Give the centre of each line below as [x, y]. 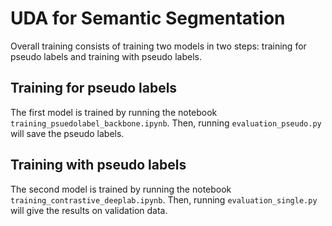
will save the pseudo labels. [67, 133]
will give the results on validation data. [89, 210]
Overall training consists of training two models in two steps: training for [158, 46]
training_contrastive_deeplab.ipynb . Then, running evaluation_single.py [164, 199]
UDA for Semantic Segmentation [148, 18]
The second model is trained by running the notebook [121, 189]
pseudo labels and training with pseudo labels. [106, 56]
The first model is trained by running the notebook [114, 112]
